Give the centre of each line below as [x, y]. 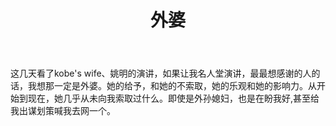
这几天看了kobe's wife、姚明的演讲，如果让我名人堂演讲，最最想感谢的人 [161, 73]
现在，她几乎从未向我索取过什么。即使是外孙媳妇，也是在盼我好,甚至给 [173, 98]
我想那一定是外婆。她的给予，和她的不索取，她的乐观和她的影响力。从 [172, 86]
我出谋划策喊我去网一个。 [63, 111]
